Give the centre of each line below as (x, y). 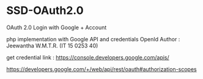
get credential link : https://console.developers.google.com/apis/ (88, 57)
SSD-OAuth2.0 (45, 11)
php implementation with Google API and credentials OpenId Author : (93, 39)
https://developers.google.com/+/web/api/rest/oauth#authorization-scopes (102, 69)
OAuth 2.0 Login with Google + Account (57, 27)
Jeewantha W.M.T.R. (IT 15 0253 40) (52, 46)
